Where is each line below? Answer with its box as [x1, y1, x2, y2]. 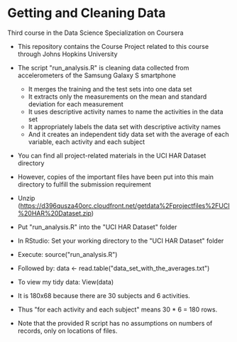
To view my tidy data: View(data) [17, 277, 114, 286]
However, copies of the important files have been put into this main [17, 172, 214, 181]
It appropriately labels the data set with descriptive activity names [28, 122, 221, 131]
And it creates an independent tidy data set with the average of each [28, 130, 229, 138]
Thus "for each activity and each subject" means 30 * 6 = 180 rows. [17, 305, 218, 314]
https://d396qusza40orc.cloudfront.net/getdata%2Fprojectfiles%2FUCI [20, 201, 230, 210]
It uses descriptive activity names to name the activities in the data [28, 107, 224, 116]
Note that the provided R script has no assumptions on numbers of [17, 319, 213, 327]
